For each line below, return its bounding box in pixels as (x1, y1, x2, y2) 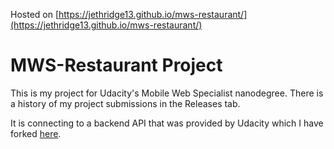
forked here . (10, 127, 62, 139)
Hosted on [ (10, 9, 60, 20)
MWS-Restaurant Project (10, 54, 223, 77)
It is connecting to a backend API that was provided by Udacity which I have (10, 117, 324, 129)
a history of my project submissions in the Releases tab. (10, 97, 241, 109)
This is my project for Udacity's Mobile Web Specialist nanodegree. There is (10, 87, 324, 99)
